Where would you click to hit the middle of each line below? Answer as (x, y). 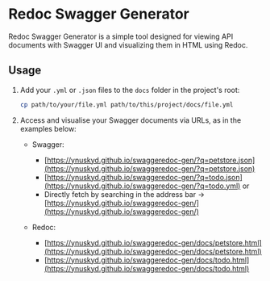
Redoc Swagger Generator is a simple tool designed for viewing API (121, 36)
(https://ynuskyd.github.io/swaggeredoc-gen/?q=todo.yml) (142, 186)
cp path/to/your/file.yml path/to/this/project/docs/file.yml (127, 105)
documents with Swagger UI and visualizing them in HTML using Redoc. (128, 44)
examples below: (48, 128)
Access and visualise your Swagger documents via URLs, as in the (131, 120)
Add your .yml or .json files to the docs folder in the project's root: (130, 90)
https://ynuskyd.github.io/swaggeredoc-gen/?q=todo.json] (145, 177)
